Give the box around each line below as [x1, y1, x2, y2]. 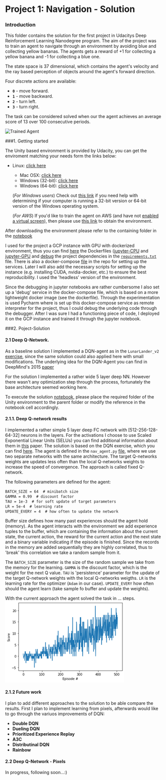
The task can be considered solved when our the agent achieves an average [5, 114, 162, 120]
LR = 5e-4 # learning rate [5, 504, 63, 509]
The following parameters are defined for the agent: [5, 479, 111, 485]
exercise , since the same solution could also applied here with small [5, 353, 144, 359]
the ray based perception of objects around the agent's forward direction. [5, 69, 156, 75]
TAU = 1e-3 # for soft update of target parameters [5, 499, 116, 504]
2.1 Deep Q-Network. [5, 337, 50, 343]
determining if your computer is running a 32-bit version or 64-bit [12, 198, 147, 204]
